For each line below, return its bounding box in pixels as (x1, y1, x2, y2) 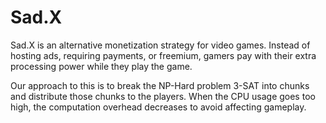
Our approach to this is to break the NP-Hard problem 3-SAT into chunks (10, 79, 310, 91)
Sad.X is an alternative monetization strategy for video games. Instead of (10, 39, 311, 51)
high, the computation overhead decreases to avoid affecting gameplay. (10, 101, 307, 113)
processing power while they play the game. (10, 60, 193, 72)
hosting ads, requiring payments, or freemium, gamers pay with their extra (10, 49, 317, 61)
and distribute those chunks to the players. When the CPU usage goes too (10, 90, 316, 102)
